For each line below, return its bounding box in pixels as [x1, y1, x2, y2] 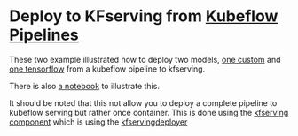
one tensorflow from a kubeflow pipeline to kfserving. [9, 64, 206, 74]
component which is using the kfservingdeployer [9, 117, 188, 127]
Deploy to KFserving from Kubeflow [9, 6, 278, 26]
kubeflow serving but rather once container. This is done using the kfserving [9, 107, 289, 117]
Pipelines [9, 25, 80, 45]
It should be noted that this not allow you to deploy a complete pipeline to [9, 97, 278, 108]
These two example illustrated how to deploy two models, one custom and [9, 54, 281, 64]
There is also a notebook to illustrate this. [9, 80, 160, 91]
